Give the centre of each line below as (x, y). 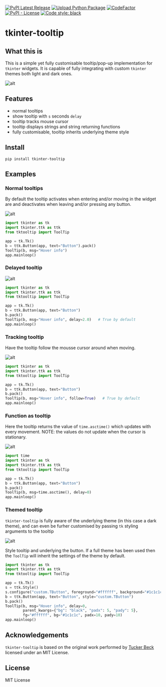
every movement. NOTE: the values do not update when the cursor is (75, 432)
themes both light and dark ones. (39, 74)
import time (17, 456)
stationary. (16, 437)
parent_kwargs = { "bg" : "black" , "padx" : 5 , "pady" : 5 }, (81, 611)
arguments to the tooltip (30, 531)
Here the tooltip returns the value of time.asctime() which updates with (78, 427)
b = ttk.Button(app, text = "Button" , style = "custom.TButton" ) (69, 597)
